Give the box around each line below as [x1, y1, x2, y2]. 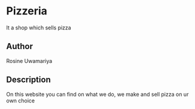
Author [6, 41, 33, 52]
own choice [6, 97, 35, 104]
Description [6, 75, 51, 85]
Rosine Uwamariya [6, 57, 53, 64]
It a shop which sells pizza [6, 24, 72, 31]
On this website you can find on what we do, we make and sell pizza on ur [6, 90, 189, 98]
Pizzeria [6, 4, 48, 18]
